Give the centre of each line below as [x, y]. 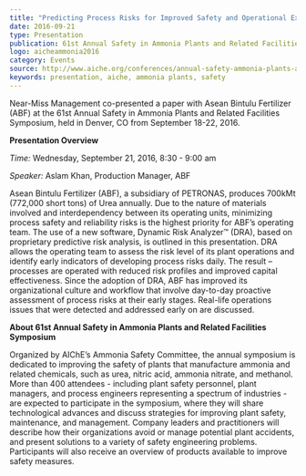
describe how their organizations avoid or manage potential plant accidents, [152, 432]
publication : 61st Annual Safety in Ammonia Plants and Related [134, 43]
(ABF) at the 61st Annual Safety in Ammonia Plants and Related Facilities [145, 113]
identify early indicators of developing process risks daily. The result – [141, 261]
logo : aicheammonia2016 [55, 52]
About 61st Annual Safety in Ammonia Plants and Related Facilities [138, 327]
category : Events [42, 60]
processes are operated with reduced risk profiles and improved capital [143, 271]
